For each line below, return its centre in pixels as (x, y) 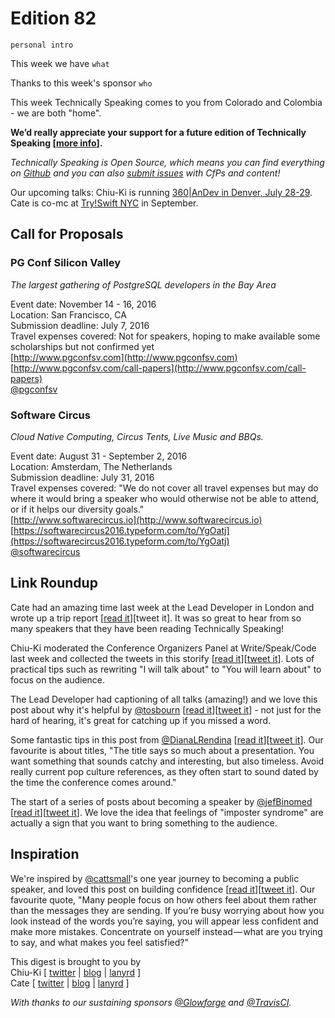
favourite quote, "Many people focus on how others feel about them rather (164, 899)
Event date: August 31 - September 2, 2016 (99, 456)
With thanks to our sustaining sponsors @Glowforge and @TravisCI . (151, 1002)
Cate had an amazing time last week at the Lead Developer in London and (162, 607)
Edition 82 (53, 18)
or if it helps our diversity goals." (77, 509)
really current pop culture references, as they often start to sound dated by (164, 771)
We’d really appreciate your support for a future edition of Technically (158, 132)
